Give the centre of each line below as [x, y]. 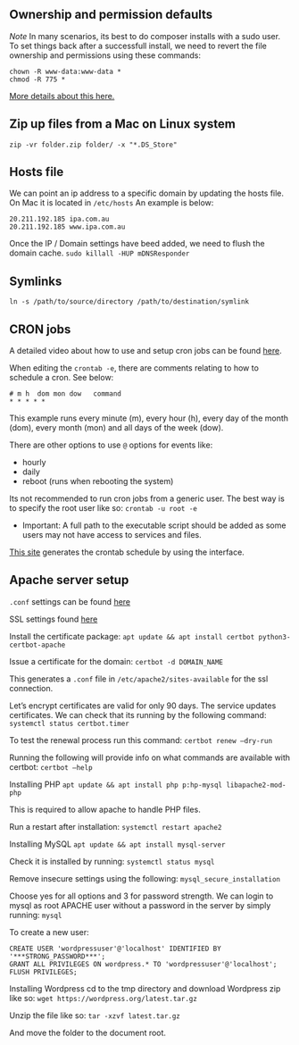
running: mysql [36, 915]
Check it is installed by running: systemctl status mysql [112, 861]
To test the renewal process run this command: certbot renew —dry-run [141, 740]
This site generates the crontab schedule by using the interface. [127, 552]
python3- [274, 637]
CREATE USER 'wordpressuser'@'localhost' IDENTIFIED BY [115, 949]
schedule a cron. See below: [62, 378]
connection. [31, 688]
